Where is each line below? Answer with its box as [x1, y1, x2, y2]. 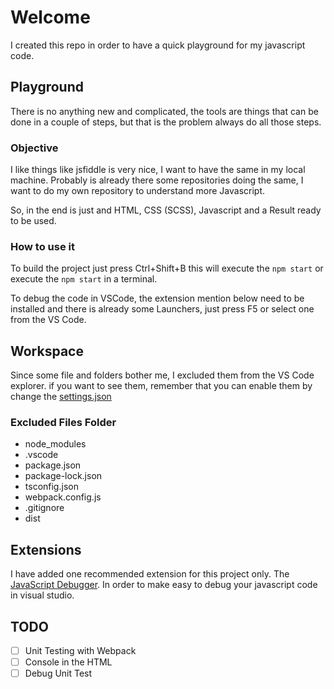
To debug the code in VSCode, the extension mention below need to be [10, 292, 305, 305]
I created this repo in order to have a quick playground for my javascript [10, 39, 306, 51]
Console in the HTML [24, 656, 113, 668]
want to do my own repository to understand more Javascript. [10, 185, 266, 197]
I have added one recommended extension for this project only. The [10, 568, 290, 580]
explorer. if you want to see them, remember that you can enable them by [10, 380, 313, 392]
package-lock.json [24, 470, 103, 482]
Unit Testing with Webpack [24, 645, 137, 657]
